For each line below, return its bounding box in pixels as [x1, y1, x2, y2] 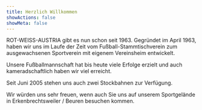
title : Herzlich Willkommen [6, 8, 78, 15]
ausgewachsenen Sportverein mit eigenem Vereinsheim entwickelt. [6, 50, 175, 57]
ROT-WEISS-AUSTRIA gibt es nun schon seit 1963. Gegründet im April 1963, [6, 37, 197, 44]
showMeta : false [6, 20, 47, 26]
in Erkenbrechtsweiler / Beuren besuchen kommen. [6, 97, 135, 105]
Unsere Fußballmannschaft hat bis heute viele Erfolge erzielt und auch [6, 61, 183, 68]
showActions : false [6, 15, 56, 21]
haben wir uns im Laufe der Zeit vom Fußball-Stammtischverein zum [6, 43, 178, 50]
